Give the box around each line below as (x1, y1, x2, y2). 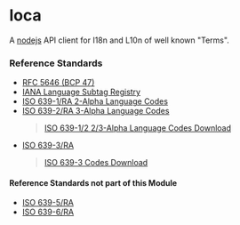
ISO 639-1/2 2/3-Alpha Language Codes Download (44, 123, 232, 133)
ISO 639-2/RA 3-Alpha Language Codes (21, 106, 170, 117)
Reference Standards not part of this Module (9, 177, 178, 188)
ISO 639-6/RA (21, 206, 75, 218)
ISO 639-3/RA (21, 140, 74, 151)
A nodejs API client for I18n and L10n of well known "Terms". (9, 35, 229, 45)
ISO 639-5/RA (21, 197, 74, 208)
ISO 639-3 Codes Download (44, 157, 148, 168)
